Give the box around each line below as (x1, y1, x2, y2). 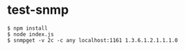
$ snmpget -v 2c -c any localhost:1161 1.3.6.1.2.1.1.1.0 (7, 37, 178, 43)
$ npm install (7, 25, 49, 32)
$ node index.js (7, 30, 54, 38)
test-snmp (7, 2, 69, 18)
